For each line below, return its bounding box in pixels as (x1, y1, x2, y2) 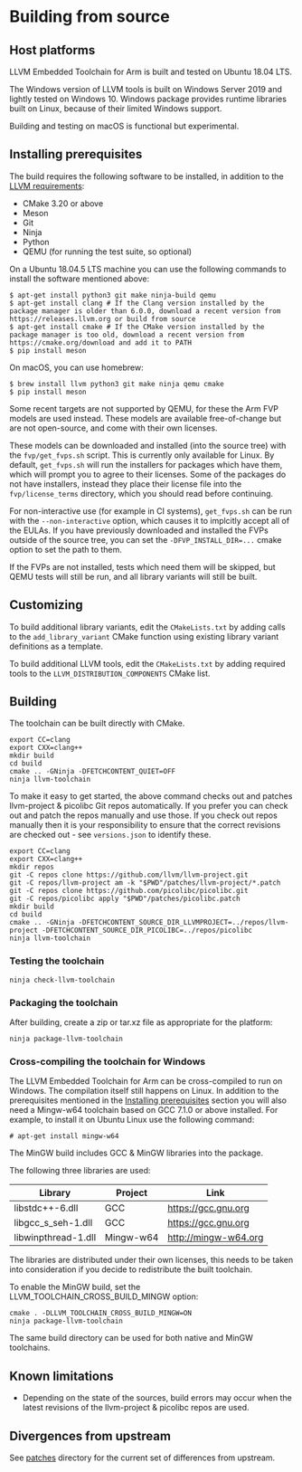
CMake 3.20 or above (22, 197, 104, 209)
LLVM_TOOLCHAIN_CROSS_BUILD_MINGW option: (9, 1291, 199, 1302)
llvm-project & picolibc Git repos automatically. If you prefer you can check (9, 801, 288, 812)
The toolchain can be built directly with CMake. (9, 717, 185, 729)
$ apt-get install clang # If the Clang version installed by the (9, 299, 265, 308)
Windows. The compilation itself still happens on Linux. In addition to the (9, 1086, 279, 1097)
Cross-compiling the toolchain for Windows (9, 1055, 206, 1068)
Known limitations (9, 1368, 114, 1383)
